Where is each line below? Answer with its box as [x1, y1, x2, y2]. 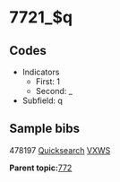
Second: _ [35, 86, 73, 96]
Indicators [21, 66, 60, 77]
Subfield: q [21, 95, 63, 106]
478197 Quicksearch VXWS [9, 144, 111, 155]
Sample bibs [9, 121, 81, 136]
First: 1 [35, 76, 61, 87]
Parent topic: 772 [9, 162, 73, 173]
